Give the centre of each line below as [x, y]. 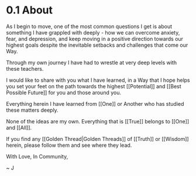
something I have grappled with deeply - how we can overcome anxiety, [93, 32]
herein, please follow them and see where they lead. [69, 145]
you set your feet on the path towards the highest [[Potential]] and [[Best [94, 86]
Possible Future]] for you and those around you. [64, 92]
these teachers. [25, 68]
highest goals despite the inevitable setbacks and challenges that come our [97, 45]
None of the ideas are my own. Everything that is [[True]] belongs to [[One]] [98, 121]
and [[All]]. [19, 127]
